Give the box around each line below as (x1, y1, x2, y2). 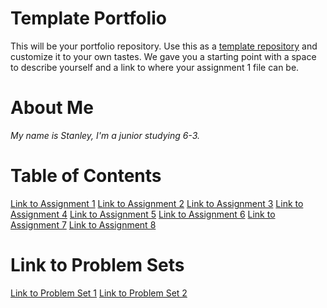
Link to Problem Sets (10, 254, 185, 276)
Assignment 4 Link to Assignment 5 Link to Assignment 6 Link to (10, 208, 276, 220)
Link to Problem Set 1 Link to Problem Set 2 (10, 287, 188, 299)
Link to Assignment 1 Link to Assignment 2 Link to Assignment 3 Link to (10, 197, 304, 209)
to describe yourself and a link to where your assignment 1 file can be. (10, 61, 300, 73)
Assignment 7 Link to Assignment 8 (10, 218, 157, 231)
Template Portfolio (10, 7, 167, 30)
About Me (10, 97, 94, 119)
